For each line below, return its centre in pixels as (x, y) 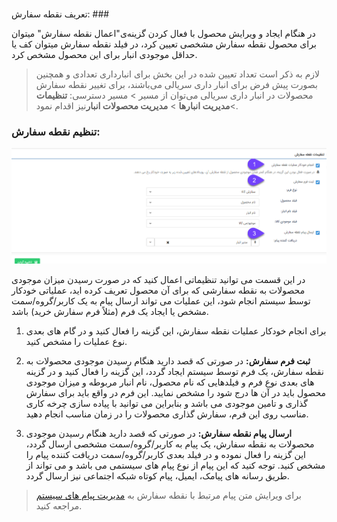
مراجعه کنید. (59, 506)
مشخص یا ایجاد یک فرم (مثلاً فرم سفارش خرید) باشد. (110, 312)
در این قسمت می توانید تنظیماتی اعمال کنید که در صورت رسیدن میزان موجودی (158, 280)
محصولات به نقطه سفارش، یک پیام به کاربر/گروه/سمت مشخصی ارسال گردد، (170, 444)
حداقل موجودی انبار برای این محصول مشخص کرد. (104, 54)
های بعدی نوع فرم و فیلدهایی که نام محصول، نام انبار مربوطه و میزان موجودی (170, 382)
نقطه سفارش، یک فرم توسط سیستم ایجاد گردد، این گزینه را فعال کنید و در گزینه (174, 372)
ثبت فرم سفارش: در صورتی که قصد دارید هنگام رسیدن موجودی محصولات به (168, 361)
